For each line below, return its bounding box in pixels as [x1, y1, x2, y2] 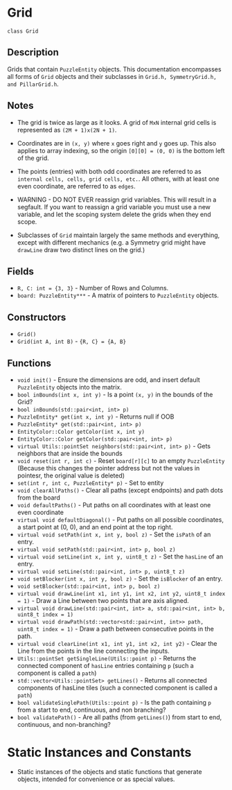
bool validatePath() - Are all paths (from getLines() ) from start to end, [17, 713, 222, 721]
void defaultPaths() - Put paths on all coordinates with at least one [17, 501, 211, 509]
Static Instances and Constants [7, 745, 192, 760]
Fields [7, 265, 35, 277]
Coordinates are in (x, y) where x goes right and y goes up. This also [17, 139, 217, 147]
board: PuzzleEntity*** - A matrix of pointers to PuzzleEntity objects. [17, 291, 220, 299]
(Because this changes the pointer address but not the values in [17, 464, 200, 472]
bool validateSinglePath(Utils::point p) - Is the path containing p [17, 699, 211, 706]
